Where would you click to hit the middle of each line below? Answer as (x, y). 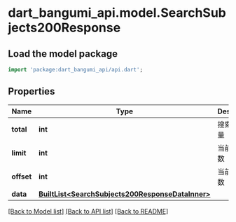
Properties (32, 91)
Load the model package (63, 54)
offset (22, 176)
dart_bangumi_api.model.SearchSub (117, 13)
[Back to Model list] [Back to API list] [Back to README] (88, 211)
